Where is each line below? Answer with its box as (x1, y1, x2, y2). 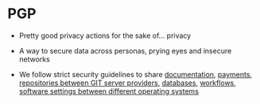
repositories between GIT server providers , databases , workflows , (18, 78, 236, 87)
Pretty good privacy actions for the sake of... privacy (18, 31, 192, 40)
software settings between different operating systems (18, 86, 200, 95)
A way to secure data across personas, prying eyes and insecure (18, 46, 232, 55)
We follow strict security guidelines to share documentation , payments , (18, 69, 252, 79)
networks (18, 54, 51, 64)
